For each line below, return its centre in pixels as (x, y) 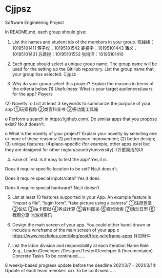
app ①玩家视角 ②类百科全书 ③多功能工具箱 (52, 109)
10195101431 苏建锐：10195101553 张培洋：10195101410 (68, 54)
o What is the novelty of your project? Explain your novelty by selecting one (81, 133)
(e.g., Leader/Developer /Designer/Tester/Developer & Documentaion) (82, 250)
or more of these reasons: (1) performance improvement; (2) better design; (80, 139)
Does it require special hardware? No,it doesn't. (53, 187)
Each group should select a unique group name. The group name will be (84, 64)
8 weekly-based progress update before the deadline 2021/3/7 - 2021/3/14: (81, 265)
